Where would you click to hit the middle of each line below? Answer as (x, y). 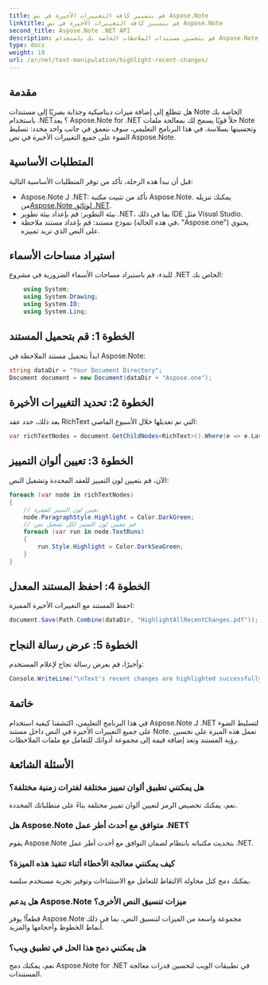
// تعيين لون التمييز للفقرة (61, 510)
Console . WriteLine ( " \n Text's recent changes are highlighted (113, 679)
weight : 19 (27, 53)
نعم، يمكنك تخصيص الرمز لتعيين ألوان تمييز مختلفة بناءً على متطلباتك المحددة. (123, 805)
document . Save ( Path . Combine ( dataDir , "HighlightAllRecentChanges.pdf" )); (134, 620)
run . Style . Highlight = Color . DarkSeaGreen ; (111, 547)
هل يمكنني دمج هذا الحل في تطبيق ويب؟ (78, 948)
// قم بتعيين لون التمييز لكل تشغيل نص (80, 524)
